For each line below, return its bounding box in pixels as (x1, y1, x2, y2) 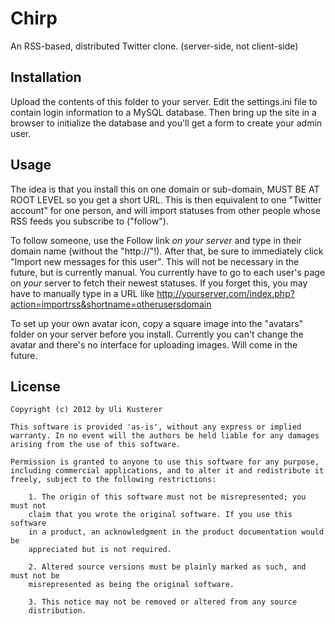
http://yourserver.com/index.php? (156, 287, 295, 299)
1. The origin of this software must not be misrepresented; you (28, 492, 307, 502)
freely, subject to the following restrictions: (10, 475, 217, 485)
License (10, 378, 61, 395)
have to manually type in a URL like (10, 287, 155, 299)
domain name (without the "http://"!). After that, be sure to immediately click (10, 245, 324, 257)
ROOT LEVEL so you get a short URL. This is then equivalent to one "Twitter (10, 193, 322, 206)
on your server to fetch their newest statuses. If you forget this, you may (10, 277, 308, 289)
